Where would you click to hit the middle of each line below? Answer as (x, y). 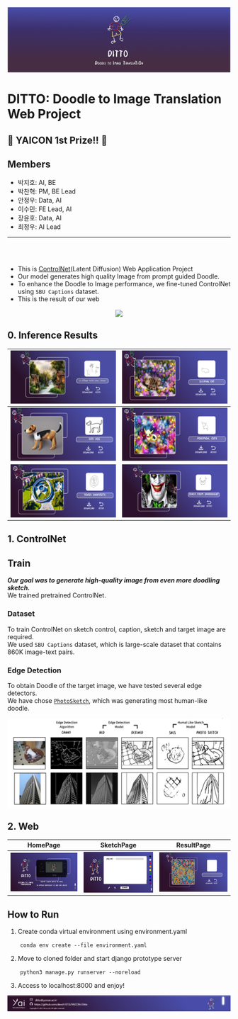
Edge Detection (34, 670)
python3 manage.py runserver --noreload (80, 972)
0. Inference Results (52, 336)
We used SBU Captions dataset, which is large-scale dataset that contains (114, 644)
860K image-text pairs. (41, 652)
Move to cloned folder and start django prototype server (100, 958)
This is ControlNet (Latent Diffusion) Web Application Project (105, 269)
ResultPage (193, 845)
